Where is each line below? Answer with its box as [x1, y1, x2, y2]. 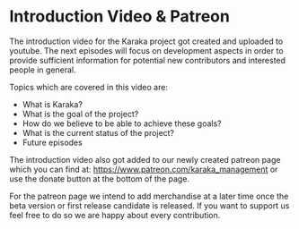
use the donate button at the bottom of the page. [9, 173, 190, 184]
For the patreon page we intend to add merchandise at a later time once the [9, 191, 289, 201]
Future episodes [22, 137, 83, 148]
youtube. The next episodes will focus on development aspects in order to [9, 45, 285, 55]
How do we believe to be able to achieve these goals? [22, 118, 222, 129]
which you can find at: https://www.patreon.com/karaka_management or [9, 164, 278, 174]
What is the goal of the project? [22, 108, 139, 119]
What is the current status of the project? [22, 127, 175, 138]
